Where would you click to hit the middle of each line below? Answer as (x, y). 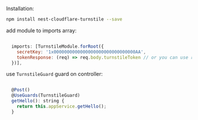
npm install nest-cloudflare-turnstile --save (64, 19)
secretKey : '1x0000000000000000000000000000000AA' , (81, 52)
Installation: (20, 9)
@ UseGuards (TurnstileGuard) (46, 96)
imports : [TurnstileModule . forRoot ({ (58, 46)
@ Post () (21, 90)
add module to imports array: (41, 30)
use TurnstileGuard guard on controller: (55, 74)
